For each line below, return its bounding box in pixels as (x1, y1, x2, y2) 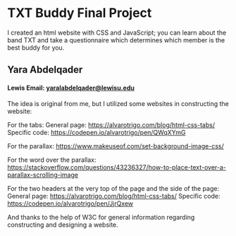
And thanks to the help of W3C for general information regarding (7, 213, 195, 221)
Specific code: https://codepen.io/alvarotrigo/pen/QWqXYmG (7, 128, 186, 136)
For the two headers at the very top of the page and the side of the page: (7, 184, 220, 192)
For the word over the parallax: (7, 155, 97, 164)
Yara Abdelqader (7, 64, 83, 76)
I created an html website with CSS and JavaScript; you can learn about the (7, 28, 227, 37)
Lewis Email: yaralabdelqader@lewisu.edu (7, 83, 135, 92)
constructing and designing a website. (7, 220, 118, 229)
